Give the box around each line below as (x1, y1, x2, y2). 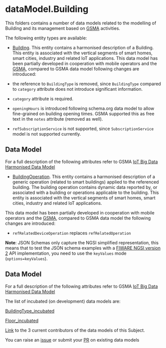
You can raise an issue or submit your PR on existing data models (5, 337, 140, 343)
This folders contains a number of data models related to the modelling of (5, 20, 157, 26)
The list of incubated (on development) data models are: (5, 298, 121, 304)
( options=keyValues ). (5, 255, 48, 261)
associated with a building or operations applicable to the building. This (12, 189, 159, 195)
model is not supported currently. (12, 131, 81, 137)
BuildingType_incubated (5, 308, 55, 314)
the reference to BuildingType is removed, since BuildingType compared (12, 81, 161, 87)
